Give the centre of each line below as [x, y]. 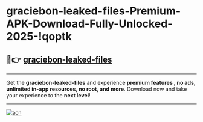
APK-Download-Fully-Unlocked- [89, 24]
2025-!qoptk [39, 37]
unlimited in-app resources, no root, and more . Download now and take [97, 89]
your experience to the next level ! [48, 95]
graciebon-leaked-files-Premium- [94, 11]
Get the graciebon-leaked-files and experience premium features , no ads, [101, 83]
